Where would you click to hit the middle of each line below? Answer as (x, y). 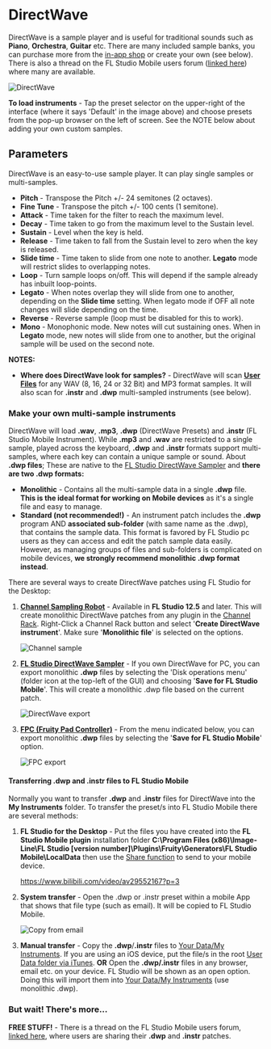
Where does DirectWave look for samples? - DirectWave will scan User (140, 375)
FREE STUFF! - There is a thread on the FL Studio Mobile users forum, (125, 1027)
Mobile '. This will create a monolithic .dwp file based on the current (132, 689)
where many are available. (52, 71)
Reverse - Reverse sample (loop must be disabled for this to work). (131, 318)
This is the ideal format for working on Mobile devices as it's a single (137, 498)
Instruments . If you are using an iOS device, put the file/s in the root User (141, 954)
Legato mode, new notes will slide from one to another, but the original (138, 335)
